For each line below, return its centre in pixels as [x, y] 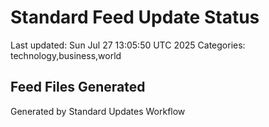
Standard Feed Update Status [135, 17]
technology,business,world [66, 55]
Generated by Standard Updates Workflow [98, 111]
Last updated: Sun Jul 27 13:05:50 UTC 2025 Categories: [128, 45]
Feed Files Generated [78, 87]
